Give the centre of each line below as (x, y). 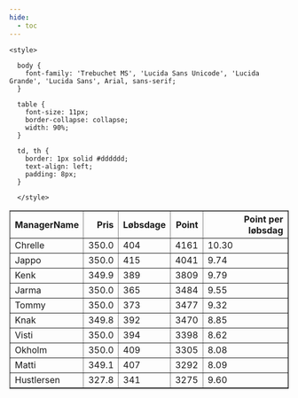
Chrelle (30, 245)
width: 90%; (47, 128)
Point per (263, 219)
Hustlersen (37, 379)
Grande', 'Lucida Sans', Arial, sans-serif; (93, 81)
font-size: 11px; (57, 112)
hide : (19, 17)
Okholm (31, 349)
